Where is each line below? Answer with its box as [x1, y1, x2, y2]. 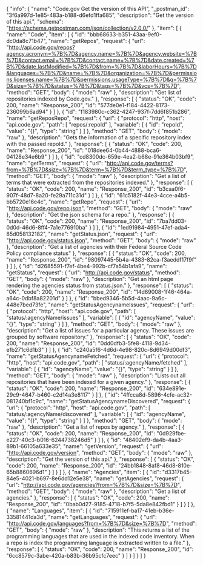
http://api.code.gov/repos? [8, 44, 76, 51]
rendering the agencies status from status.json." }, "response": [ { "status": [6, 282, 193, 289]
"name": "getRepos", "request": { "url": [48, 38, 145, 44]
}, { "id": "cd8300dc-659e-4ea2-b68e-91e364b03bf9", [55, 153, 195, 160]
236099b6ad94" [6, 108, 48, 115]
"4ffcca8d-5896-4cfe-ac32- [120, 391, 193, 398]
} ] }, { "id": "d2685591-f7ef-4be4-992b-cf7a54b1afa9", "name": [6, 263, 167, 269]
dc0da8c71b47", [6, 38, 47, 44]
